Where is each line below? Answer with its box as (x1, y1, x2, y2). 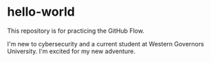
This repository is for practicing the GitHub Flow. (7, 27, 144, 35)
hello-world (7, 4, 76, 20)
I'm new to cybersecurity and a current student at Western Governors (7, 40, 204, 48)
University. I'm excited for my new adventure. (7, 47, 136, 55)
